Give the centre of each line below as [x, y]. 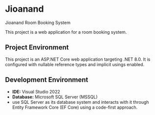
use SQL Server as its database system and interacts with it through [80, 102]
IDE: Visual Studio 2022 [36, 92]
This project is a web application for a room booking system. [66, 32]
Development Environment [47, 80]
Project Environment [37, 47]
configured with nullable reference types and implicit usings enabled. [75, 64]
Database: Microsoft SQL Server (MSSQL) [55, 97]
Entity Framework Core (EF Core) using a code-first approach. [75, 107]
